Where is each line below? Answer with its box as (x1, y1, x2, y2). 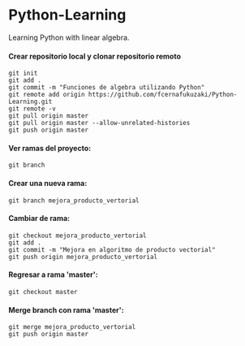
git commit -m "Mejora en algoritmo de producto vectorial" (8, 245, 217, 253)
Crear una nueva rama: (8, 178, 88, 188)
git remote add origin (8, 91, 85, 99)
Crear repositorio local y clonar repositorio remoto (8, 51, 181, 61)
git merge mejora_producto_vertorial (8, 323, 136, 331)
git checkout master (8, 288, 79, 296)
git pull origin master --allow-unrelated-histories (8, 119, 191, 128)
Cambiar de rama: (8, 214, 71, 223)
